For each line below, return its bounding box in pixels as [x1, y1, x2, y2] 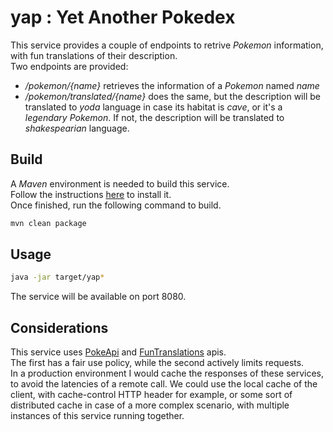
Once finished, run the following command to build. [10, 199, 222, 211]
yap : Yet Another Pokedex [10, 6, 236, 29]
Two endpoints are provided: [10, 60, 129, 72]
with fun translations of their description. [10, 49, 178, 61]
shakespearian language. [24, 122, 130, 134]
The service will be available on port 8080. [10, 291, 187, 303]
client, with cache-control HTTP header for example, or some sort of [10, 389, 293, 401]
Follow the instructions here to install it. [10, 188, 172, 200]
